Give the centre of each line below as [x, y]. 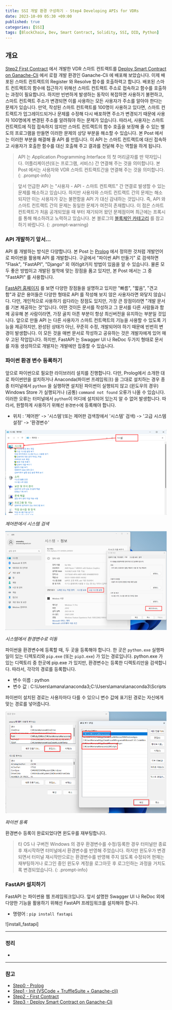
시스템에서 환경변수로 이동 [31, 639]
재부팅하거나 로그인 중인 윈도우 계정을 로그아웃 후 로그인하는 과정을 [85, 863]
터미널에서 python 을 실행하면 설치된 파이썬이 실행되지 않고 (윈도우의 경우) [84, 385]
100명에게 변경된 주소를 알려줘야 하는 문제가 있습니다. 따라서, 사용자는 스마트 [87, 120]
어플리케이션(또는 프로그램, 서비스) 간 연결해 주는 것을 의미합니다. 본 [92, 163]
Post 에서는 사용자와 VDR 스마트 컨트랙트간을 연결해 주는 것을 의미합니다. [91, 169]
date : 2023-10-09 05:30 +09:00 [39, 16]
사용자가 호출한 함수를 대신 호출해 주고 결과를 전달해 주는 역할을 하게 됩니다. [86, 146]
